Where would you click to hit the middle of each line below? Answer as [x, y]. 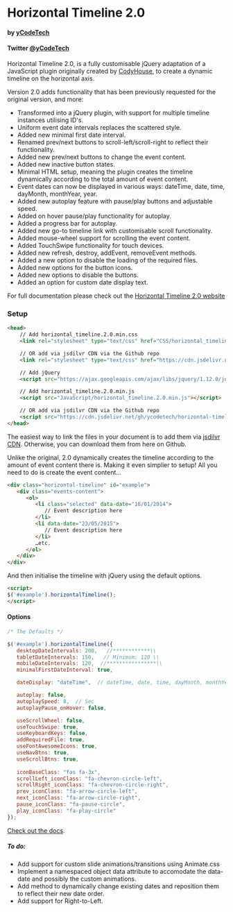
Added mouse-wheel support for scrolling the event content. [104, 238]
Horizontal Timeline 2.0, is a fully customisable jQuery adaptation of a [106, 63]
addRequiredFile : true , [51, 740]
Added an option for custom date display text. [83, 282]
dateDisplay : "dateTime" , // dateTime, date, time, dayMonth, [110, 683]
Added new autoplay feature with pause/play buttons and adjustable [115, 201]
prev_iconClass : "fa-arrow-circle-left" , [77, 792]
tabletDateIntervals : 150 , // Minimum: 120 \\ [88, 657]
